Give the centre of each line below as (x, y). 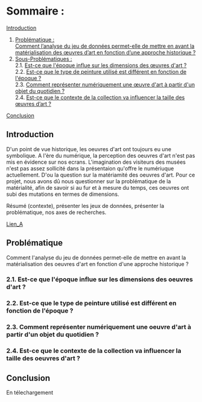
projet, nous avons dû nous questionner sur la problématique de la (89, 181)
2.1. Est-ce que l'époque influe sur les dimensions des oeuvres (99, 279)
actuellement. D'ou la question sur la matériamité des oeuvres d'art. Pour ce (101, 175)
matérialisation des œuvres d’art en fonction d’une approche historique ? (105, 52)
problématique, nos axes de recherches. (56, 212)
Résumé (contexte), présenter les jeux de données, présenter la (85, 206)
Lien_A (14, 224)
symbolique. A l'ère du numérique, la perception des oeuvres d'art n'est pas (101, 155)
